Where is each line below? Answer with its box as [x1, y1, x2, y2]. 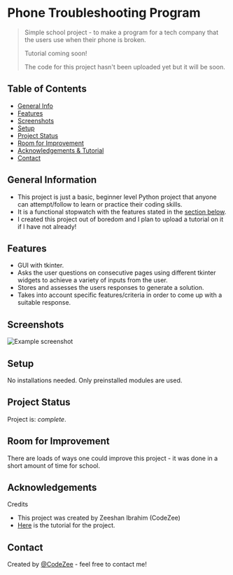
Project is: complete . [7, 415, 66, 423]
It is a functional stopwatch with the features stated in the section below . [17, 207, 227, 216]
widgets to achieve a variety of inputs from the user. [17, 276, 168, 284]
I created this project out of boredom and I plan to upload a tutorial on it [17, 215, 224, 223]
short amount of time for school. [7, 461, 100, 470]
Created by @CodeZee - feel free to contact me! [7, 560, 147, 569]
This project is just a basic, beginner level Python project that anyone [17, 193, 217, 201]
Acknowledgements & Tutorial [17, 146, 104, 155]
